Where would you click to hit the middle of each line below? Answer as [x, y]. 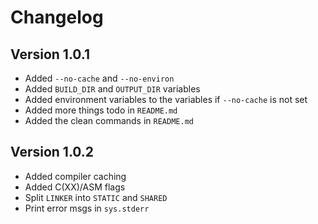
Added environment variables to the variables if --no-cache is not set [166, 99]
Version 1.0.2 [52, 152]
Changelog [57, 17]
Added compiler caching [75, 176]
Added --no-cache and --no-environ [99, 78]
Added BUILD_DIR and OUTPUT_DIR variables [112, 89]
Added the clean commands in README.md [109, 120]
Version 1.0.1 [50, 54]
